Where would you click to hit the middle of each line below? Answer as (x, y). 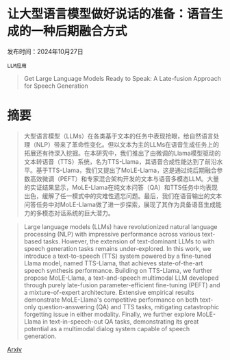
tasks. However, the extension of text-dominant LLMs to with (129, 241)
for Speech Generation (56, 86)
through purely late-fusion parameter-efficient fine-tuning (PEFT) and (122, 285)
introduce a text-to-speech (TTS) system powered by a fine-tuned (117, 256)
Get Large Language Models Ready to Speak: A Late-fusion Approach (122, 78)
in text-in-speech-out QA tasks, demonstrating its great (121, 321)
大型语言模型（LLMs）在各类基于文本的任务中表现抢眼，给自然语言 (118, 136)
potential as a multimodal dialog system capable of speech (107, 328)
